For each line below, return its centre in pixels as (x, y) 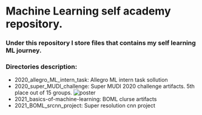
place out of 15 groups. (43, 93)
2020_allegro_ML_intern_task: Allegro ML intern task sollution (91, 80)
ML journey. (24, 51)
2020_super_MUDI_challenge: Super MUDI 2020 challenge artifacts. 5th (105, 87)
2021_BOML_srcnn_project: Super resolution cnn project (85, 106)
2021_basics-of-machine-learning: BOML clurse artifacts (86, 99)
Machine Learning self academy (88, 11)
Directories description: (42, 67)
